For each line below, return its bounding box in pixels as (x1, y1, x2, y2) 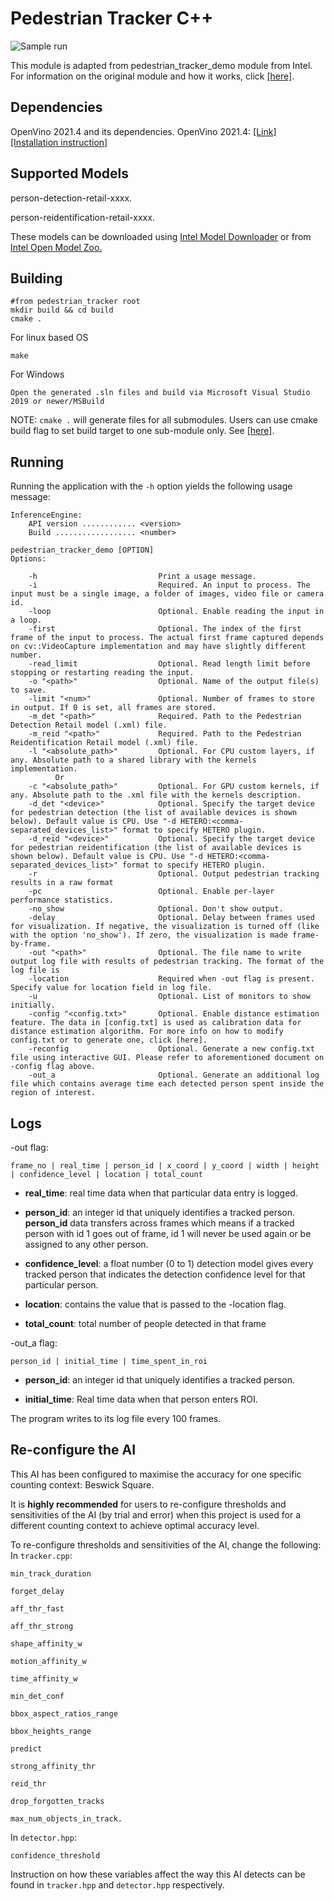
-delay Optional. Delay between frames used (28, 913, 315, 923)
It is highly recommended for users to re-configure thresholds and (10, 1498, 287, 1510)
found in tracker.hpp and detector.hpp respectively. (10, 1878, 225, 1891)
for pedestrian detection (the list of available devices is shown (10, 808, 298, 818)
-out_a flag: (10, 1337, 58, 1349)
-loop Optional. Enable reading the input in (28, 607, 325, 617)
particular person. (24, 1279, 99, 1291)
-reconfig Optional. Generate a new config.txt (28, 1044, 315, 1054)
